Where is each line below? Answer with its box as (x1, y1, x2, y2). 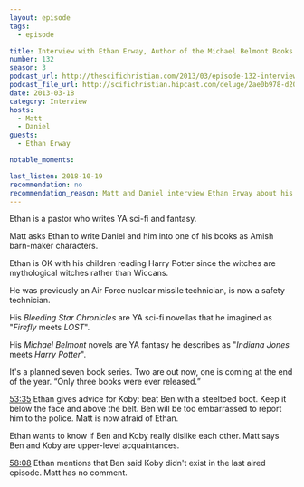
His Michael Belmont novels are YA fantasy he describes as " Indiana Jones (9, 339, 290, 350)
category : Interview (9, 97, 88, 106)
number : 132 (9, 55, 54, 64)
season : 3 (9, 63, 47, 72)
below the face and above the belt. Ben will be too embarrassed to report (9, 404, 282, 415)
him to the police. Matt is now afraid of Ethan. (9, 413, 179, 424)
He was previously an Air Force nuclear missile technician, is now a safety (9, 285, 285, 296)
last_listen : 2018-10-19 (9, 171, 103, 181)
